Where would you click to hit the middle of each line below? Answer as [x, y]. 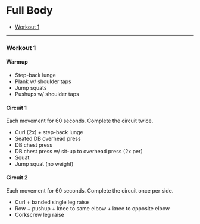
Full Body [30, 10]
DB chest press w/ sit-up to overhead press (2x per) [79, 152]
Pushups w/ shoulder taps [47, 94]
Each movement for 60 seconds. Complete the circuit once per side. [90, 191]
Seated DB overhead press [48, 139]
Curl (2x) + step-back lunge [49, 132]
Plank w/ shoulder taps [43, 81]
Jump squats [31, 88]
